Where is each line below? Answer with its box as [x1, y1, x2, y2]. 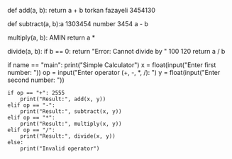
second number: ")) [7, 76, 65, 84]
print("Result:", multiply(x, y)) [20, 120, 122, 127]
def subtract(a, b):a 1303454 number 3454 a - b [7, 20, 149, 28]
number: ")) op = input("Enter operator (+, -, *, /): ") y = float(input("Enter [7, 69, 221, 76]
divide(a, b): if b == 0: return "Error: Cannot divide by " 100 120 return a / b [7, 47, 226, 55]
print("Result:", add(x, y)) [20, 95, 106, 102]
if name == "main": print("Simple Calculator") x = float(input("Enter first [7, 61, 216, 69]
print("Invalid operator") [20, 145, 100, 152]
